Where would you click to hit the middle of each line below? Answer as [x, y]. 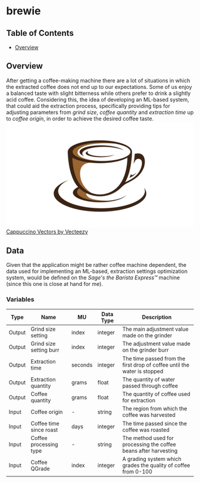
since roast [44, 430]
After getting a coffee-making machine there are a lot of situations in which [98, 80]
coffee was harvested [149, 415]
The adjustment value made [156, 344]
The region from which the [155, 409]
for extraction [139, 401]
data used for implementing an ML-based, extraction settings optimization [97, 271]
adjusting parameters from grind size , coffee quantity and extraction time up [100, 112]
